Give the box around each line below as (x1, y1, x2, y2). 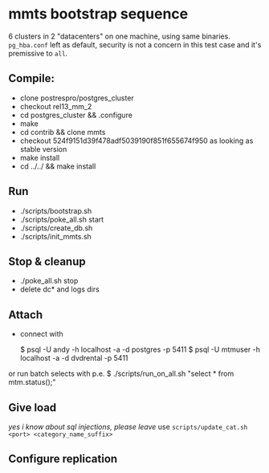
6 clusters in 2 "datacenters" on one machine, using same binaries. (8, 31, 230, 41)
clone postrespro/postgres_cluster (19, 93, 134, 103)
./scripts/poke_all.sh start (19, 214, 104, 224)
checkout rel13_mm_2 (19, 101, 92, 111)
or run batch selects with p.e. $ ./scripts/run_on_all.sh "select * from (8, 369, 234, 378)
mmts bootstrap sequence (8, 5, 189, 23)
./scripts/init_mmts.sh (19, 231, 92, 241)
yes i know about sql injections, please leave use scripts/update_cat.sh (8, 422, 248, 431)
